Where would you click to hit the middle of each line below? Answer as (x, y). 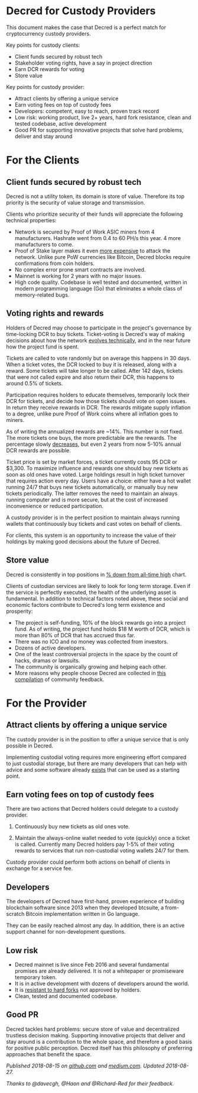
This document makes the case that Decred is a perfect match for (86, 27)
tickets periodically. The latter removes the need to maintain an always (92, 493)
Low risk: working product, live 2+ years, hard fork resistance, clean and (103, 117)
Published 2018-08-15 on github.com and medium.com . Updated (85, 1066)
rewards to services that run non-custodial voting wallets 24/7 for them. (102, 851)
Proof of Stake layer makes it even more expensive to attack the (92, 251)
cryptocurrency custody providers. (48, 33)
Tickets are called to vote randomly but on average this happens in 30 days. (98, 358)
